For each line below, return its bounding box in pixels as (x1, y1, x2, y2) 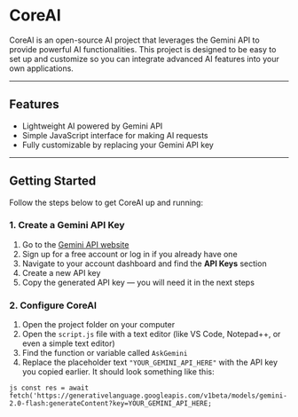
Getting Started (9, 174, 97, 189)
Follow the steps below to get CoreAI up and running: (9, 197, 204, 208)
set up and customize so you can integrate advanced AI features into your (9, 53, 279, 64)
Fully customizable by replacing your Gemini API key (21, 139, 215, 150)
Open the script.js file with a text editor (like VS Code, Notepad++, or (21, 329, 281, 340)
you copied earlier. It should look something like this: (21, 366, 215, 377)
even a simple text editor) (21, 338, 115, 349)
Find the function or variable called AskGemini (21, 348, 188, 358)
